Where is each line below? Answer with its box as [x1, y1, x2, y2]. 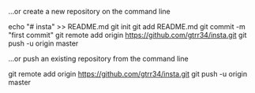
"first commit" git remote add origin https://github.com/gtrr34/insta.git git [8, 31, 247, 39]
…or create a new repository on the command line [8, 7, 171, 16]
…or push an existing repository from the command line [8, 54, 189, 63]
